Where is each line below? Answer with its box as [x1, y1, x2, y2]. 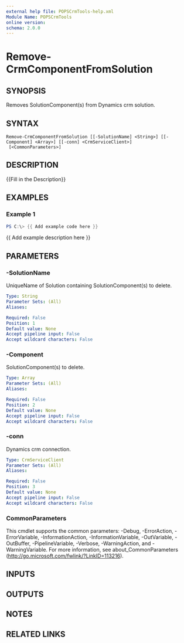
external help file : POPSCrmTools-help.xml [6, 8, 114, 15]
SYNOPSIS [6, 86, 46, 96]
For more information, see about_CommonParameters [49, 546, 179, 553]
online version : [6, 19, 46, 25]
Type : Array [6, 375, 35, 381]
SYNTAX [6, 118, 39, 128]
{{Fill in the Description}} [6, 175, 66, 182]
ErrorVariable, [6, 534, 40, 541]
